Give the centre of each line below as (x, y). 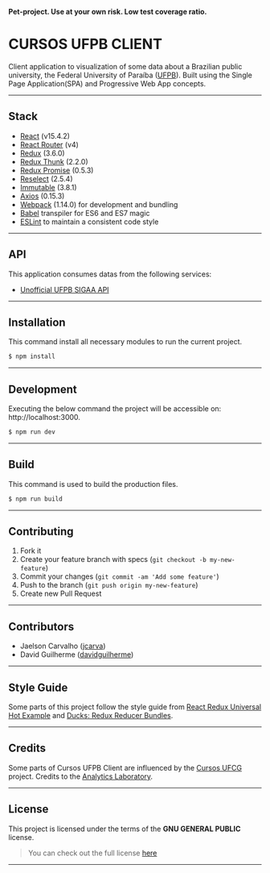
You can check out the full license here (92, 853)
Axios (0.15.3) (42, 196)
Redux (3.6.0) (43, 153)
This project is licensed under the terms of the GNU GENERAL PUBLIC (125, 829)
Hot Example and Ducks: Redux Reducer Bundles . (91, 716)
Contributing (41, 532)
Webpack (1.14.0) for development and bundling (99, 204)
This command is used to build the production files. (93, 484)
